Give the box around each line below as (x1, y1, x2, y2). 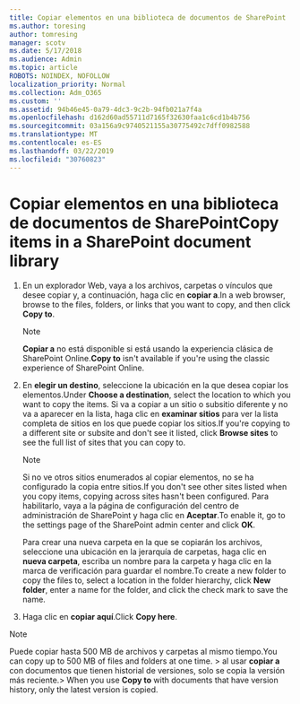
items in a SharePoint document (9, 231, 252, 252)
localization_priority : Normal (9, 80, 126, 89)
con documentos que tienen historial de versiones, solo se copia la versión (9, 665, 285, 676)
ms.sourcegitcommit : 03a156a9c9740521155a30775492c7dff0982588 (9, 122, 251, 131)
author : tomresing (9, 30, 78, 39)
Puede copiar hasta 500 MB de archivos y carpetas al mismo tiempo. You (9, 647, 278, 657)
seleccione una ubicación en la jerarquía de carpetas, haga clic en (21, 546, 267, 557)
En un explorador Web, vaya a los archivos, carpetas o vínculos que (21, 280, 273, 291)
